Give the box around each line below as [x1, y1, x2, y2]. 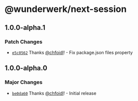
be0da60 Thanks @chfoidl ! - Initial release [11, 90, 97, 96]
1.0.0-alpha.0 [4, 64, 48, 73]
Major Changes [4, 79, 43, 86]
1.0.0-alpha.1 [4, 23, 45, 32]
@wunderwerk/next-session [4, 3, 127, 15]
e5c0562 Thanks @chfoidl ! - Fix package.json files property [11, 49, 133, 55]
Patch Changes [4, 38, 43, 45]
